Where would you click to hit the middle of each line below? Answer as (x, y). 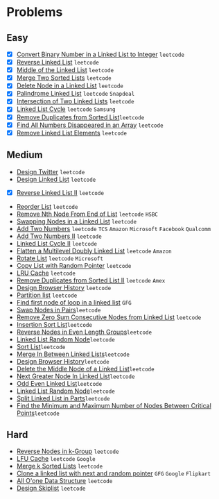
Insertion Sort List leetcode (54, 324)
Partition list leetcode (47, 295)
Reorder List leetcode (47, 206)
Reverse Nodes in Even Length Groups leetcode (84, 332)
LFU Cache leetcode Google (56, 459)
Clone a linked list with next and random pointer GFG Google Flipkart (114, 473)
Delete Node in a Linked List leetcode (70, 86)
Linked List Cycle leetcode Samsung (66, 109)
